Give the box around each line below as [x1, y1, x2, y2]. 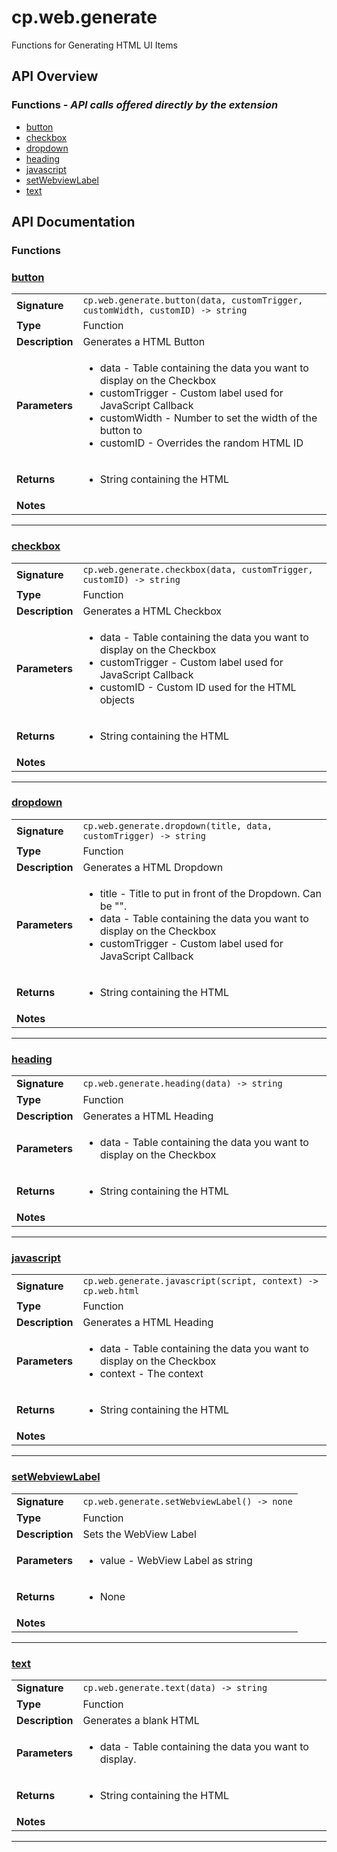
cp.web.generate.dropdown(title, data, [82, 820, 273, 831]
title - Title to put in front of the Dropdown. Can [99, 886, 322, 900]
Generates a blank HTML [82, 1714, 200, 1728]
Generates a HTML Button [82, 335, 206, 349]
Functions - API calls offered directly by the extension [11, 98, 279, 112]
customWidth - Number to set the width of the [99, 411, 318, 425]
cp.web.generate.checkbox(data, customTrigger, [82, 564, 314, 575]
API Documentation [11, 214, 136, 231]
